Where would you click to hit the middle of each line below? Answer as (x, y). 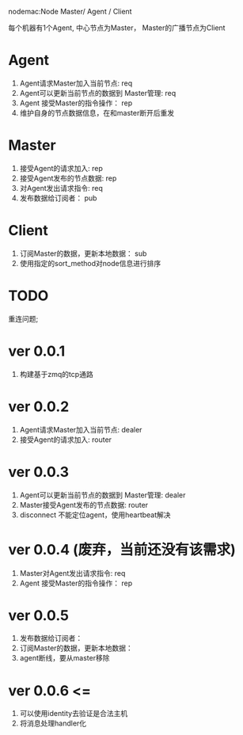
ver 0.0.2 (39, 406)
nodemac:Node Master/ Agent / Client (70, 11)
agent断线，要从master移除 (65, 658)
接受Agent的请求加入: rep (61, 168)
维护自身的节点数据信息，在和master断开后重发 (97, 112)
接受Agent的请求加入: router (66, 440)
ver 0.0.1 (37, 351)
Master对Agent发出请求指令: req (72, 573)
